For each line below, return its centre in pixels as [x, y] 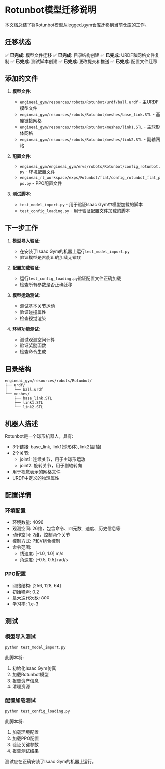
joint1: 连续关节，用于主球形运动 [52, 459]
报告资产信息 [25, 680]
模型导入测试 [21, 637]
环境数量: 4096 [28, 522]
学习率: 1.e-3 [25, 604]
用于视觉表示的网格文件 [36, 472]
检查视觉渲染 [33, 318]
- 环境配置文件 [41, 171]
